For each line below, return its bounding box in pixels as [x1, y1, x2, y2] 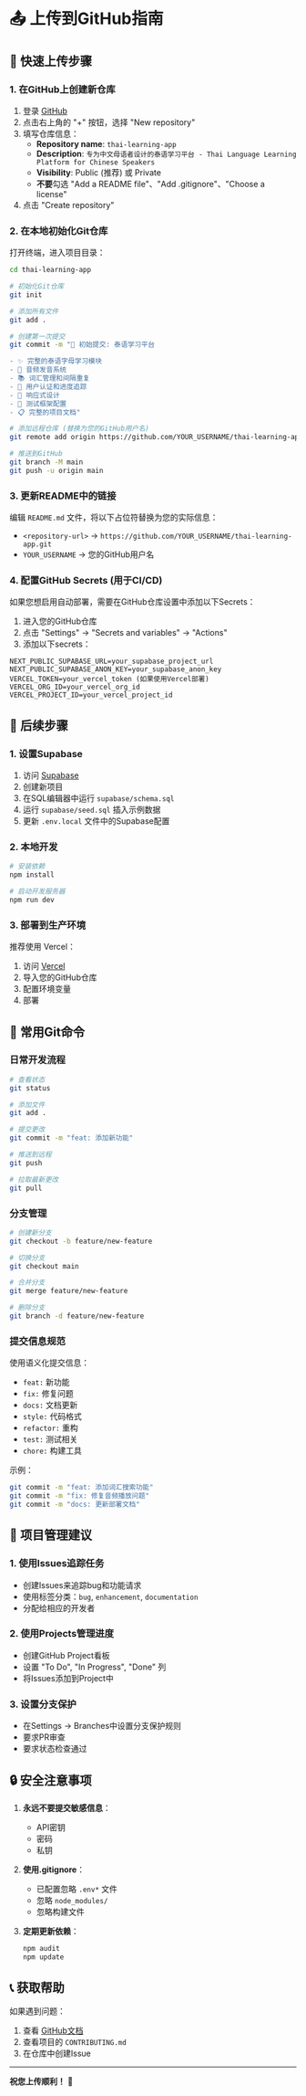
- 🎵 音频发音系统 [9, 365, 66, 374]
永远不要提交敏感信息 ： [22, 1802, 111, 1813]
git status [9, 1083, 51, 1092]
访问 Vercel [22, 961, 66, 972]
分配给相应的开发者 [22, 1602, 96, 1613]
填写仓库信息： [22, 128, 79, 139]
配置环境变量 [22, 984, 71, 995]
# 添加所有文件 [9, 307, 59, 316]
